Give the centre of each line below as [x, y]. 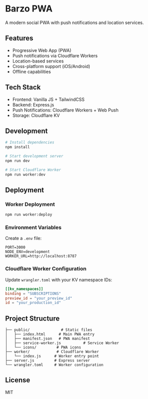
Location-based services [38, 61]
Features [19, 38]
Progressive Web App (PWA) [42, 50]
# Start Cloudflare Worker [33, 170]
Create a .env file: [23, 238]
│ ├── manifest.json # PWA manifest [48, 339]
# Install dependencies [30, 142]
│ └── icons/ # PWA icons [43, 347]
